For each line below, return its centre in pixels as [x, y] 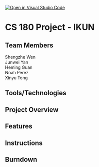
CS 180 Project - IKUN [50, 27]
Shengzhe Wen [20, 57]
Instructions [24, 143]
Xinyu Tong [16, 78]
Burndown [21, 159]
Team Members [29, 45]
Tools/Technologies [36, 93]
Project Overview [32, 110]
